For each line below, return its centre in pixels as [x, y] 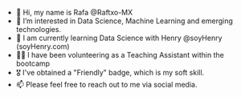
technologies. [39, 29]
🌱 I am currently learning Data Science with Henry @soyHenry [119, 38]
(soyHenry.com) [43, 46]
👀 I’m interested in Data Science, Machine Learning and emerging [124, 21]
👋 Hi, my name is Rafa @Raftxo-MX [74, 12]
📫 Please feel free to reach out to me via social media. [106, 85]
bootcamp [33, 63]
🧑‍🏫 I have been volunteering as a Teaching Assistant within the [120, 55]
